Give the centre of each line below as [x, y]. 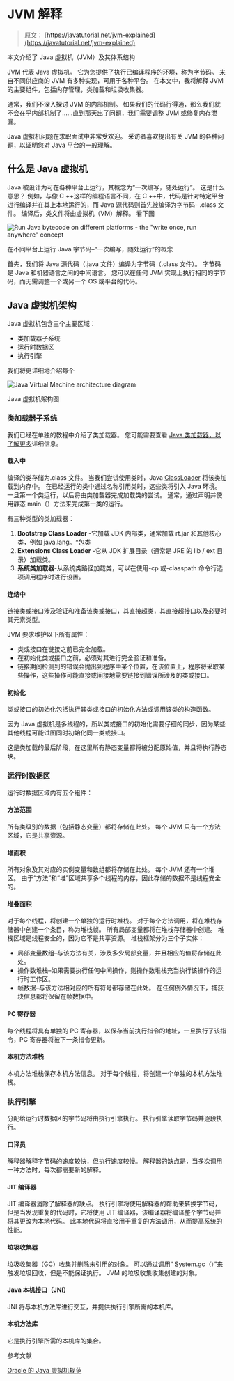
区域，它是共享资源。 [38, 835]
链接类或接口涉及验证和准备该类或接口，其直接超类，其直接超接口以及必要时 [117, 611]
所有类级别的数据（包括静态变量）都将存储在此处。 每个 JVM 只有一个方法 [114, 827]
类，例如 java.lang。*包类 [54, 542]
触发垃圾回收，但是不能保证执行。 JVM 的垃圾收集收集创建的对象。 [104, 1272]
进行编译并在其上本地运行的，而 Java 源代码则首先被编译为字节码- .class [112, 204]
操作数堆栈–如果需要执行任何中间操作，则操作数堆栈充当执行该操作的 [116, 970]
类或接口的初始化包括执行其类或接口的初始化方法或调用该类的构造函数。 [111, 709]
